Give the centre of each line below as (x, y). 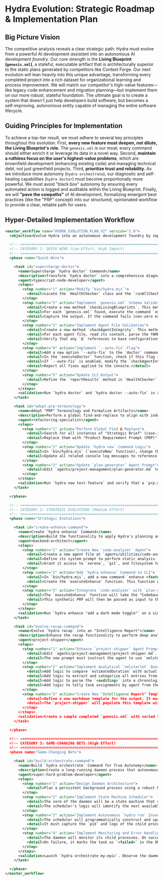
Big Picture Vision (33, 37)
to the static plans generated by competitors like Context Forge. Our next (78, 69)
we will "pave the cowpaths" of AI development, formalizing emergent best (81, 194)
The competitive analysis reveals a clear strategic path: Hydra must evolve (80, 49)
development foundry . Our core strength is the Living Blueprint (68, 59)
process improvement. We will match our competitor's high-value (70, 85)
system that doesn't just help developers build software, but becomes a (77, 100)
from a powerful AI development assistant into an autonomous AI (70, 54)
